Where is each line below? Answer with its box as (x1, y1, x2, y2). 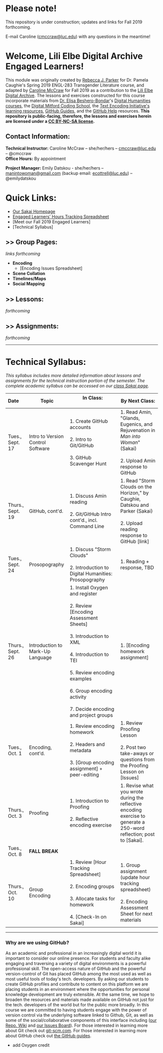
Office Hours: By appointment (5, 155, 66, 161)
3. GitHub (70, 454, 91, 461)
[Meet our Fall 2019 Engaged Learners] (12, 219, 91, 224)
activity (70, 693, 87, 700)
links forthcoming (5, 251, 41, 257)
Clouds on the (120, 483, 152, 490)
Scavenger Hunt (70, 460, 107, 467)
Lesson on (120, 768, 144, 775)
